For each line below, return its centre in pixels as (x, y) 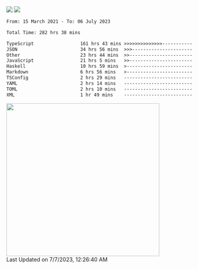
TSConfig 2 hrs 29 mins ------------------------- (99, 78)
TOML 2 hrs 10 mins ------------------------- (99, 89)
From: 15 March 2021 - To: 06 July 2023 (59, 21)
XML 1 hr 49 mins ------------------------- (99, 95)
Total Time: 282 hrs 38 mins (43, 32)
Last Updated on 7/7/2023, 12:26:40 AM (57, 259)
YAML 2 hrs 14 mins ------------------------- (99, 83)
